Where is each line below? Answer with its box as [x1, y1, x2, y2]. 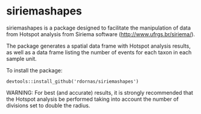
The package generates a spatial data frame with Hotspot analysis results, [6, 42, 191, 49]
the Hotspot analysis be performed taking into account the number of [6, 95, 179, 103]
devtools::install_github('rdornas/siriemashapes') [6, 78, 139, 84]
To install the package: [6, 66, 63, 74]
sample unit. [6, 55, 37, 62]
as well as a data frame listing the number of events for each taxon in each [6, 48, 192, 55]
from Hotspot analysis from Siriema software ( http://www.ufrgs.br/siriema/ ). [6, 30, 195, 37]
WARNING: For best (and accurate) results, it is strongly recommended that [6, 89, 193, 96]
